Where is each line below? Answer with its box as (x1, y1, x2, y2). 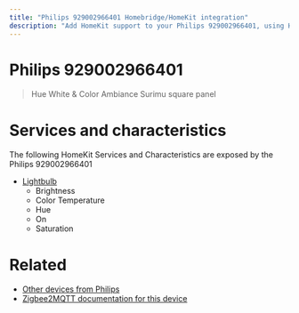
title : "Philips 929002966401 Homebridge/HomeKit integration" (9, 12, 249, 22)
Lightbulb (21, 176, 58, 187)
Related (9, 254, 67, 275)
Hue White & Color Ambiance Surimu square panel (30, 89, 216, 100)
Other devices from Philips (21, 284, 120, 294)
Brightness (35, 186, 76, 197)
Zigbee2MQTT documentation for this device (21, 293, 188, 304)
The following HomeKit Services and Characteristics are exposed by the (9, 149, 274, 160)
